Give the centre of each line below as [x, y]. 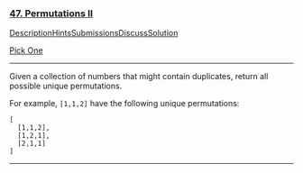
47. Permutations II [51, 14]
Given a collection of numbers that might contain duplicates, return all [139, 77]
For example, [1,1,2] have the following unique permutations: [124, 104]
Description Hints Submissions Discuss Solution [94, 33]
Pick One [26, 50]
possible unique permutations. [66, 86]
